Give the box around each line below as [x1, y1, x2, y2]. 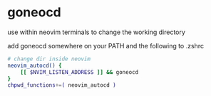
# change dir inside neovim [7, 55, 91, 63]
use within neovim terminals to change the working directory [7, 28, 185, 36]
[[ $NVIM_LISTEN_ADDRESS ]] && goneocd [20, 68, 139, 75]
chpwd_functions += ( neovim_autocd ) [7, 82, 116, 89]
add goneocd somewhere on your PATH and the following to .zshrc [7, 41, 205, 50]
